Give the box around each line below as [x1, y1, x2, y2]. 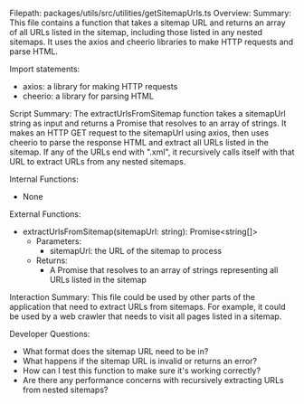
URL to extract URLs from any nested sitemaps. [9, 156, 186, 166]
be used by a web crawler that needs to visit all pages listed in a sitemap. [9, 311, 282, 322]
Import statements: [9, 63, 81, 74]
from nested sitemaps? [22, 384, 109, 395]
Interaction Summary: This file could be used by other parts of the [9, 292, 256, 302]
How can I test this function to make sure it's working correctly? [22, 365, 261, 376]
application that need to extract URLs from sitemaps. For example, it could [9, 302, 286, 312]
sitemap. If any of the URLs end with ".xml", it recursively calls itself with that [9, 146, 295, 157]
